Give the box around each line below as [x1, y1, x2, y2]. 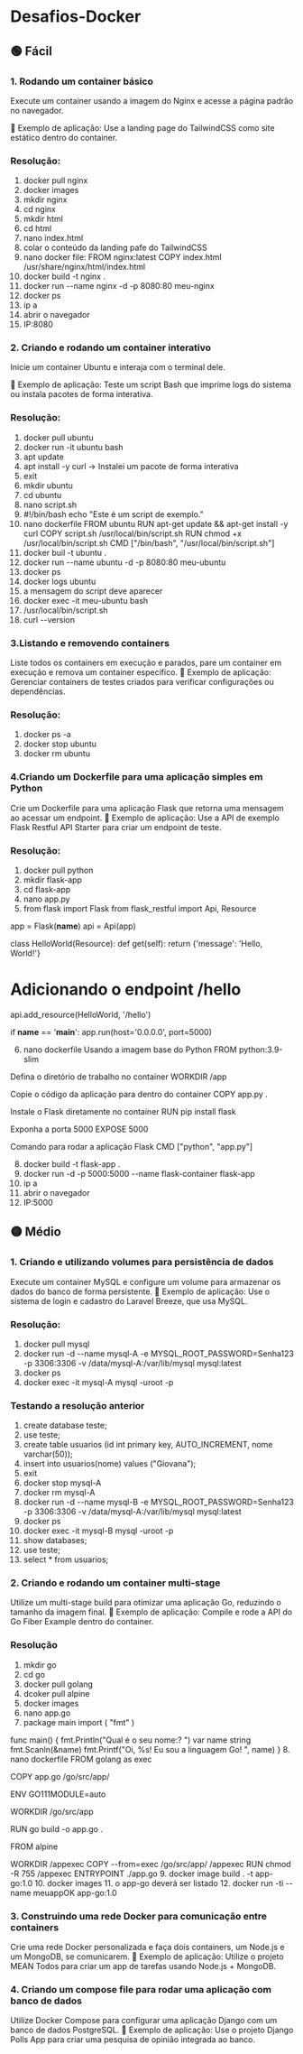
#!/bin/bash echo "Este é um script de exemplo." [23, 508, 204, 520]
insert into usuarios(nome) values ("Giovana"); [23, 1458, 197, 1469]
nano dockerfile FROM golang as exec [10, 1753, 152, 1764]
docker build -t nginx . [23, 271, 106, 282]
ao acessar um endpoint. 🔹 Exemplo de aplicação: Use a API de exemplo [10, 812, 280, 823]
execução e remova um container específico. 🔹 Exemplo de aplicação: [10, 667, 271, 678]
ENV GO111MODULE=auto [10, 1789, 106, 1800]
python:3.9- [238, 1044, 283, 1055]
